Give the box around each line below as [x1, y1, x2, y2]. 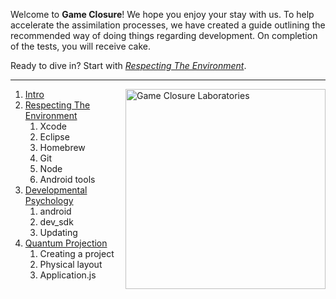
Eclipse [39, 131, 70, 143]
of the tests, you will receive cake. [10, 40, 152, 52]
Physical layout [39, 259, 103, 270]
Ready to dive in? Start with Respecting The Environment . [10, 60, 247, 71]
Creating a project [39, 248, 115, 259]
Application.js [39, 269, 97, 281]
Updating [39, 227, 78, 238]
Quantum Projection [24, 237, 108, 249]
